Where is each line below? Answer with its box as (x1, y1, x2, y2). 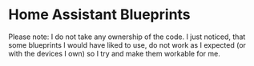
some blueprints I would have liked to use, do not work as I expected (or (8, 40, 247, 49)
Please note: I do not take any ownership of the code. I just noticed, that (8, 32, 246, 41)
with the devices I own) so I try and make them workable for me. (8, 49, 220, 58)
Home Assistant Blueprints (8, 6, 191, 24)
